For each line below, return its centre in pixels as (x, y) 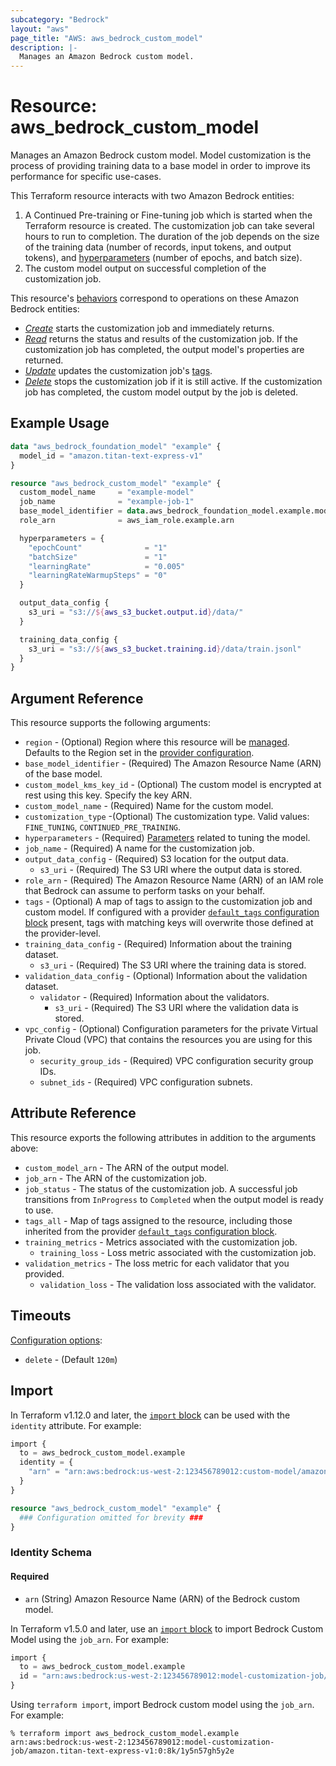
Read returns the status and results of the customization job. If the (161, 339)
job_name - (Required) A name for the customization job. (139, 848)
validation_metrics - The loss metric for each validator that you (157, 1263)
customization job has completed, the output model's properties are (164, 350)
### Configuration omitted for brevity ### (111, 1517)
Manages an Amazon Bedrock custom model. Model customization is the (161, 155)
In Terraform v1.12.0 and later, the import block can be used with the (150, 1415)
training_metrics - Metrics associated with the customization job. (161, 1242)
